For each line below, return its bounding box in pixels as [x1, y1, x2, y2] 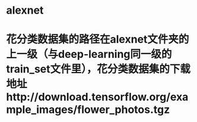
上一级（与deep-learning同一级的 [6, 48, 172, 61]
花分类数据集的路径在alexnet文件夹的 [6, 33, 189, 46]
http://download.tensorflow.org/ [6, 90, 171, 104]
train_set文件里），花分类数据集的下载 [6, 62, 191, 76]
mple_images [6, 103, 74, 117]
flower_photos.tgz [77, 103, 170, 117]
